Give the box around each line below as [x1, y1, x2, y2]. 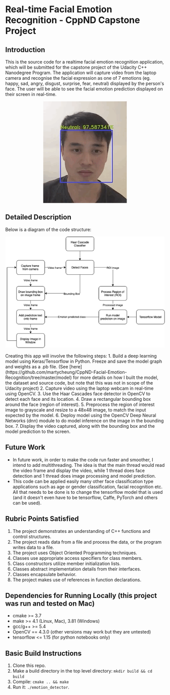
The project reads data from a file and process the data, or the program [12, 539, 162, 545]
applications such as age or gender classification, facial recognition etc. [12, 484, 163, 490]
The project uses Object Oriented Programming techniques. [12, 550, 138, 556]
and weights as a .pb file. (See [5, 363, 68, 369]
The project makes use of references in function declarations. [12, 577, 142, 583]
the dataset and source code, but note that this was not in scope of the [5, 380, 153, 386]
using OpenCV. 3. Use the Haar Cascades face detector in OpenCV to [5, 390, 151, 397]
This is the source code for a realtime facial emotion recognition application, [5, 59, 164, 65]
